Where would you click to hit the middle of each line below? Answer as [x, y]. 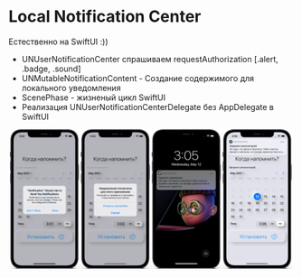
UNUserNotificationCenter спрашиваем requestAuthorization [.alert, [150, 59]
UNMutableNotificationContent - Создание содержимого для [138, 78]
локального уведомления [71, 88]
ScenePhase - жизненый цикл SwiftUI [94, 97]
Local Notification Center [105, 17]
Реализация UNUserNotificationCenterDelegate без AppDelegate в [148, 107]
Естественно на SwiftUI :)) [58, 42]
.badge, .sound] [51, 69]
